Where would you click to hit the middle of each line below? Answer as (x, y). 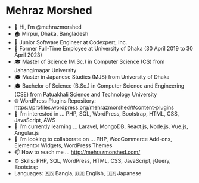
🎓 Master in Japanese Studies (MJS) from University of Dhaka (92, 77)
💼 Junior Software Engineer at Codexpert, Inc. (71, 42)
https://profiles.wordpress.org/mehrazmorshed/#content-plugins (94, 107)
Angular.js (27, 132)
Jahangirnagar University (45, 70)
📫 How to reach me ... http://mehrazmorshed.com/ (77, 152)
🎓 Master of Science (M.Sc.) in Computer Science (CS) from (89, 61)
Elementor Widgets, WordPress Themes (63, 145)
